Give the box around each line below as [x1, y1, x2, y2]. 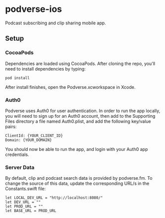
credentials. [5, 151, 29, 157]
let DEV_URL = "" [5, 200, 41, 205]
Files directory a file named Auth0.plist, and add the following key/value [5, 118, 151, 124]
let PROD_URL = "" [5, 204, 43, 209]
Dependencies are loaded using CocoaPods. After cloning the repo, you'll [5, 61, 155, 67]
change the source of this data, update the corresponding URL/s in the [5, 180, 150, 187]
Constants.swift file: [5, 186, 46, 192]
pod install [5, 75, 30, 80]
